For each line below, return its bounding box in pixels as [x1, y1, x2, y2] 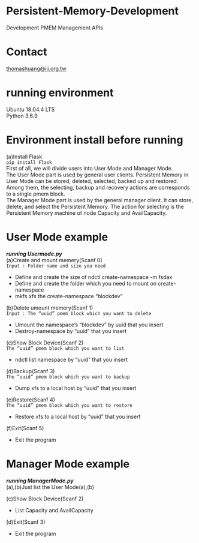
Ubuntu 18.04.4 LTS [6, 106, 55, 113]
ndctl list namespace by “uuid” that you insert [14, 356, 128, 363]
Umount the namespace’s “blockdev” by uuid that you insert [14, 321, 164, 328]
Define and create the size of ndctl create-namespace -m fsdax [14, 273, 173, 280]
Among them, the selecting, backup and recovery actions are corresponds [6, 184, 190, 191]
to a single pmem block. [6, 190, 65, 197]
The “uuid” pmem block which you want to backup [6, 374, 130, 380]
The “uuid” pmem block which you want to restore [6, 402, 133, 409]
